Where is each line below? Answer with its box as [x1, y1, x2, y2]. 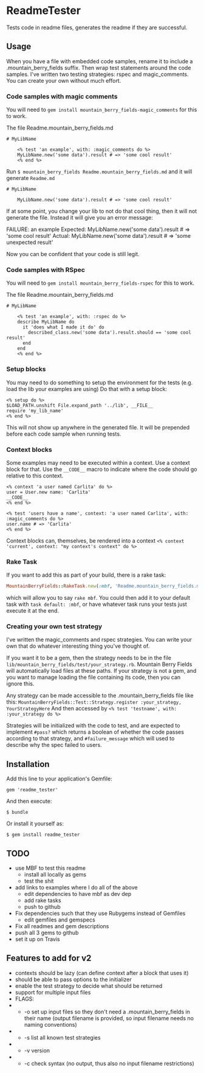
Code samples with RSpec [6, 265, 85, 274]
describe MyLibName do [17, 319, 75, 325]
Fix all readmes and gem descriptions [15, 923, 109, 930]
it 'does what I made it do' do [22, 324, 104, 330]
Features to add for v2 [6, 953, 92, 964]
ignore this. [6, 680, 35, 687]
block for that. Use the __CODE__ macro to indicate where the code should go [6, 465, 197, 473]
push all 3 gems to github [15, 929, 79, 937]
